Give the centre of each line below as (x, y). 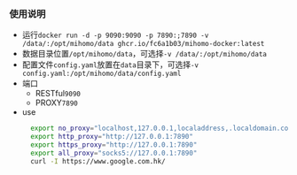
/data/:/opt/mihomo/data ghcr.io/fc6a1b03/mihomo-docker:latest (143, 44)
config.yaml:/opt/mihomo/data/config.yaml (102, 74)
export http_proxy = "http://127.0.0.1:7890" (112, 137)
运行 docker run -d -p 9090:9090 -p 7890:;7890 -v (115, 35)
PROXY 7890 (56, 103)
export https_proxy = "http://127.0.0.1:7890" (114, 145)
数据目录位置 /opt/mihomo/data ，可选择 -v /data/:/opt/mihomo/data (145, 54)
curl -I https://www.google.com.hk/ (98, 161)
